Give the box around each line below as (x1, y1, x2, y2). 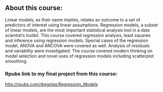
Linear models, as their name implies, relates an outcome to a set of (5, 17, 141, 22)
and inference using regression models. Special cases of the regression (5, 37, 149, 43)
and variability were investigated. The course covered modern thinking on (5, 48, 153, 54)
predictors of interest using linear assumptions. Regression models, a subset (5, 22, 158, 28)
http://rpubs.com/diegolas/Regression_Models (5, 81, 98, 87)
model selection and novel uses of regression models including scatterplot (5, 53, 154, 59)
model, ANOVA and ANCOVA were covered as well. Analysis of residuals (5, 42, 150, 48)
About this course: (5, 4, 63, 12)
